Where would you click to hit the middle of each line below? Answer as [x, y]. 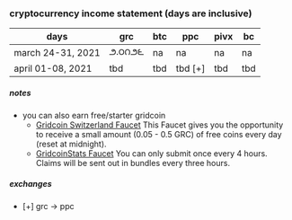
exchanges [31, 183]
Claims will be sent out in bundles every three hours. [133, 163]
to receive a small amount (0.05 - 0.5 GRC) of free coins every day [159, 135]
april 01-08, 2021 [53, 68]
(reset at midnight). [71, 144]
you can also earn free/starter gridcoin [94, 116]
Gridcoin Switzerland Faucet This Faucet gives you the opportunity [159, 125]
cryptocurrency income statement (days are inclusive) [131, 13]
